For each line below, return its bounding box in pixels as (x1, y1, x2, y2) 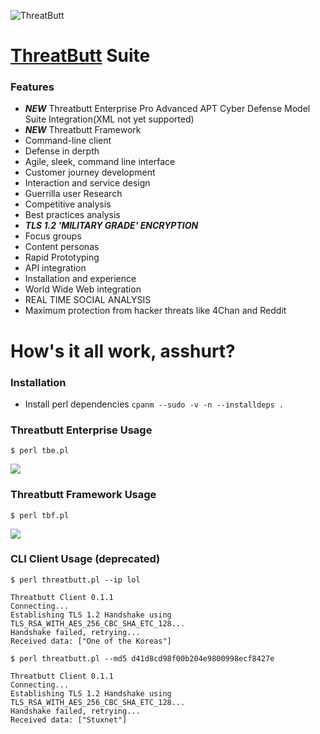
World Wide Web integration (24, 283, 142, 295)
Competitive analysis (24, 198, 112, 210)
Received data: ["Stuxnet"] (10, 715, 128, 725)
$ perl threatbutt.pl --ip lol (10, 575, 141, 585)
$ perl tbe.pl (10, 446, 70, 456)
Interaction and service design (24, 177, 151, 189)
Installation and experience (24, 273, 137, 285)
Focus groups (24, 230, 82, 242)
